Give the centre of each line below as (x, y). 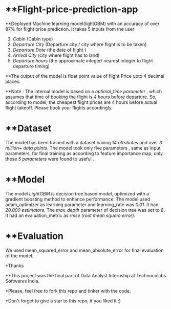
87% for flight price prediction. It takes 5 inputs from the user (70, 29)
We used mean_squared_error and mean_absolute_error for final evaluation (84, 250)
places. (13, 81)
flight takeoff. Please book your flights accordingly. (59, 107)
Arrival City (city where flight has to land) (56, 55)
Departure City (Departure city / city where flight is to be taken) (80, 44)
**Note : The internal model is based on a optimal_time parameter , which (84, 91)
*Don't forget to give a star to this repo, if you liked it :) (63, 301)
